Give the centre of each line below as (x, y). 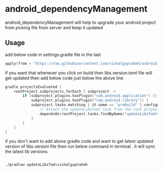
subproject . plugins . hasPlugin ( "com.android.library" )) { (90, 101)
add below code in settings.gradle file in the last (53, 54)
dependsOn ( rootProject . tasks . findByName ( (82, 114)
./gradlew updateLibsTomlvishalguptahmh (47, 165)
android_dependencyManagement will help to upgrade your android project (81, 22)
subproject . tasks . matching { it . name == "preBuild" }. (88, 105)
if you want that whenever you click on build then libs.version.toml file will (79, 73)
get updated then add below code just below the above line (64, 78)
